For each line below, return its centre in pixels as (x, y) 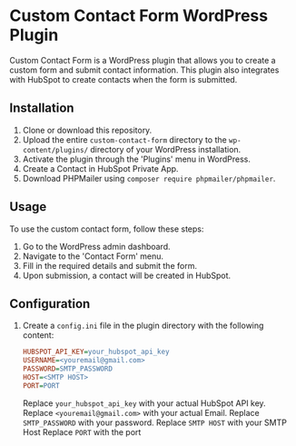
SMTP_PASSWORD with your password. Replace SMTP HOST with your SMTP (155, 422)
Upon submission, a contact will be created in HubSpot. (127, 275)
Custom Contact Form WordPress (139, 16)
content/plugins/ (55, 150)
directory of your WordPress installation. (166, 149)
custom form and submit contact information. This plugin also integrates (144, 70)
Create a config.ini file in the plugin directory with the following (143, 326)
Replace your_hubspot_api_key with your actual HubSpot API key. (144, 403)
